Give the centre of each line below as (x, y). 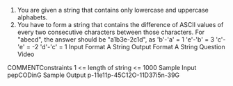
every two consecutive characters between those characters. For (111, 32)
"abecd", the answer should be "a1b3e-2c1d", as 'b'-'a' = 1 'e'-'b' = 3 (115, 40)
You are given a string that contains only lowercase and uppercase (113, 10)
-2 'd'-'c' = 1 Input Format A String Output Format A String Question (129, 47)
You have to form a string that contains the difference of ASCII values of (120, 25)
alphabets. (32, 17)
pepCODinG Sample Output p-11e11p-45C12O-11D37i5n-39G (94, 75)
